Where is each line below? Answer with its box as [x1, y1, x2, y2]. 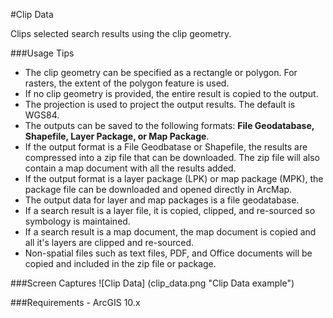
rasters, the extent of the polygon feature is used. [24, 77, 230, 89]
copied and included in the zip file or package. [24, 258, 217, 269]
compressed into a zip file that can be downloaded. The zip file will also [24, 152, 320, 163]
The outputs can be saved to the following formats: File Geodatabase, [24, 120, 315, 131]
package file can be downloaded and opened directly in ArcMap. [24, 184, 293, 195]
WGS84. [24, 109, 60, 121]
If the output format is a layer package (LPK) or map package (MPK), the [24, 173, 324, 184]
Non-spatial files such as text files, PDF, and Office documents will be [24, 247, 313, 259]
